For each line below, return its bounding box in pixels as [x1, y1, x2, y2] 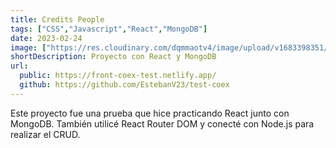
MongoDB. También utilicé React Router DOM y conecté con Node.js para [10, 117, 315, 130]
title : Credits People [10, 14, 105, 25]
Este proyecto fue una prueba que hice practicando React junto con [10, 107, 290, 119]
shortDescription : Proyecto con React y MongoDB [10, 52, 217, 62]
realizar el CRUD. [10, 128, 81, 140]
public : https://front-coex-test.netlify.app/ [19, 71, 217, 81]
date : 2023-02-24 [10, 33, 83, 43]
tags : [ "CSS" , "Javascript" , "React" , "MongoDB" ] [10, 24, 208, 34]
